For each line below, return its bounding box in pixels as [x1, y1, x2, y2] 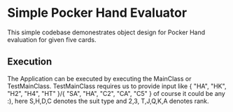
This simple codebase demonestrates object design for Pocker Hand [7, 28, 206, 36]
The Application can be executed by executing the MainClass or [7, 74, 192, 83]
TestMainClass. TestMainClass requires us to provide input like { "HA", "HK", [7, 82, 227, 90]
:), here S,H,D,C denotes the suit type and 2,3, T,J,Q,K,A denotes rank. [7, 97, 209, 105]
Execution [7, 56, 52, 68]
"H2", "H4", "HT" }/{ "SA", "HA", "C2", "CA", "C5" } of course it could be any [7, 89, 225, 97]
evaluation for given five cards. [7, 35, 97, 43]
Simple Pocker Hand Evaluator [7, 5, 188, 21]
